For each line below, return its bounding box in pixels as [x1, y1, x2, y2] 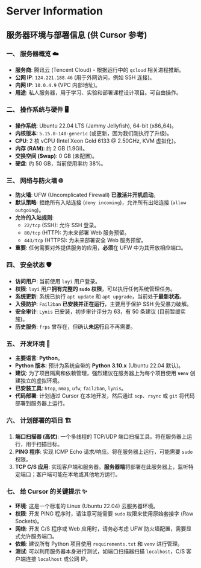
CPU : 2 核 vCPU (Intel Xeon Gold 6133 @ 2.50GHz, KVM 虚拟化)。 [14, 137, 179, 144]
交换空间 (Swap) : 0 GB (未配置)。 [14, 152, 98, 160]
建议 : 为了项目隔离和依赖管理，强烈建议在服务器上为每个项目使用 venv [14, 370, 189, 377]
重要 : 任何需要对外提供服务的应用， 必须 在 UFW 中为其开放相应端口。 [14, 244, 187, 251]
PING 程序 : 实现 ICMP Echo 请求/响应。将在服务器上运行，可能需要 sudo [14, 448, 193, 456]
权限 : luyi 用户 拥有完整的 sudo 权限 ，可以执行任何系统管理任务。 [14, 285, 176, 292]
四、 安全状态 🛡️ [6, 261, 52, 269]
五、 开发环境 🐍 [6, 340, 51, 348]
